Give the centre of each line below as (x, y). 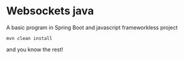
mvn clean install (29, 38)
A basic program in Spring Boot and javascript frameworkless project (92, 27)
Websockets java (50, 11)
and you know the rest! (35, 49)
